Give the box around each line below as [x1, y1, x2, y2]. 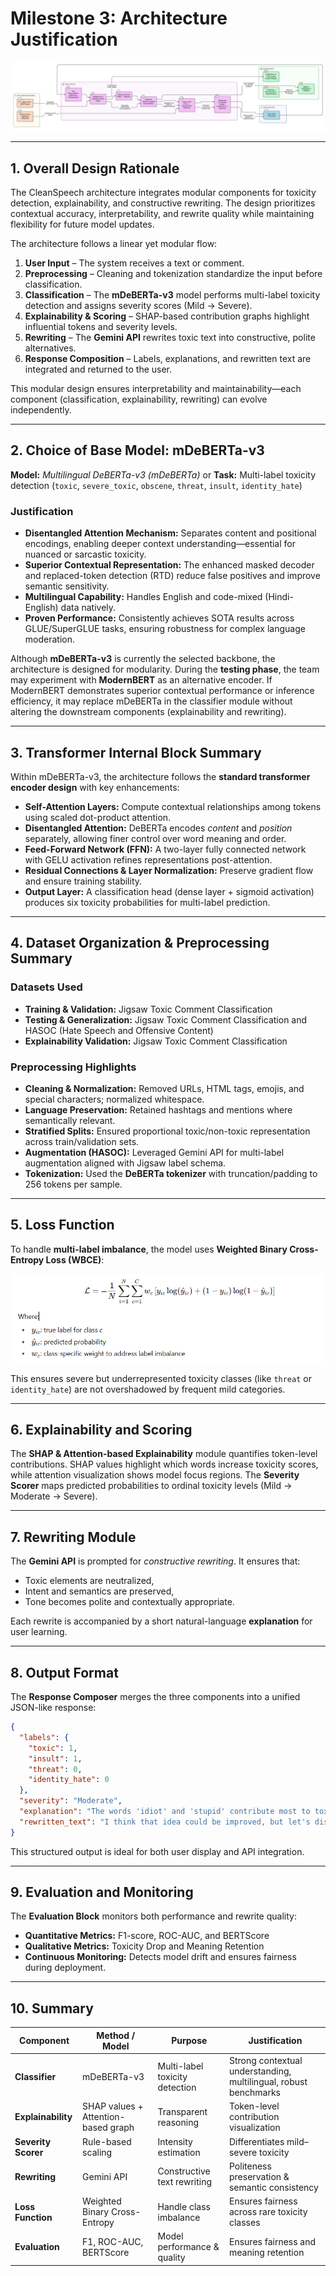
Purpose [171, 2035, 208, 2047]
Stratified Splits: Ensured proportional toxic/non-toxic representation [24, 1125, 311, 1137]
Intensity [157, 2135, 193, 2147]
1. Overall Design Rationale [10, 160, 180, 177]
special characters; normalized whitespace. [24, 1093, 205, 1105]
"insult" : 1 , [28, 1753, 83, 1764]
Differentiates [228, 2135, 285, 2147]
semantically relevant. [24, 1114, 116, 1126]
